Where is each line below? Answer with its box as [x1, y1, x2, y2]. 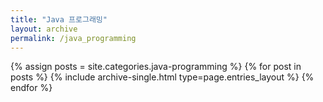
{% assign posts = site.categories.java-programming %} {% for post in [10, 61, 302, 73]
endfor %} [10, 82, 53, 94]
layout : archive [10, 24, 78, 34]
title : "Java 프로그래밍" [10, 14, 108, 25]
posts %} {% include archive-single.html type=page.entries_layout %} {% [10, 71, 315, 83]
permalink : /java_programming [10, 33, 137, 43]
